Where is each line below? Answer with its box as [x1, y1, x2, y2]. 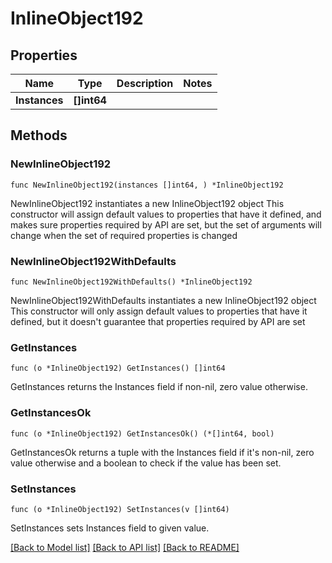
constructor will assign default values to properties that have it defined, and [10, 208, 322, 220]
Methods [10, 127, 68, 144]
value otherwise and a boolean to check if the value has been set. [10, 457, 282, 469]
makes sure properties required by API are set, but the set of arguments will [10, 218, 322, 231]
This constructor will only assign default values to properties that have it [10, 305, 308, 317]
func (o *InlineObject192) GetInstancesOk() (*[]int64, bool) [10, 428, 275, 439]
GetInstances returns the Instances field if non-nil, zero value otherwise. [10, 381, 308, 393]
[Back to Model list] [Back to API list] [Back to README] [10, 541, 240, 553]
